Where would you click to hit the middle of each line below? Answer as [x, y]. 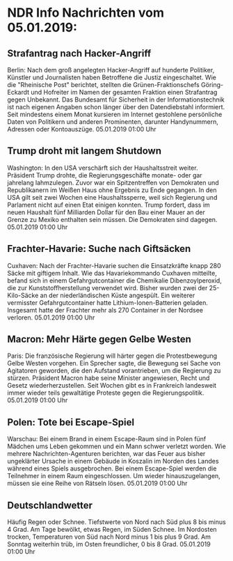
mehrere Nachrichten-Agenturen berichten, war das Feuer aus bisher [106, 454]
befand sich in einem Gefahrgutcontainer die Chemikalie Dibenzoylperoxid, [115, 280]
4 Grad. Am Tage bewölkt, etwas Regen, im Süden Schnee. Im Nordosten [112, 530]
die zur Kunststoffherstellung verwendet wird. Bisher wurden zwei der [107, 287]
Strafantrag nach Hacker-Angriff [79, 53]
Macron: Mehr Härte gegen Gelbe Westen [99, 339]
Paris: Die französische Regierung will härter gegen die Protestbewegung [112, 356]
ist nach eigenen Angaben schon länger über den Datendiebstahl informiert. [116, 107]
